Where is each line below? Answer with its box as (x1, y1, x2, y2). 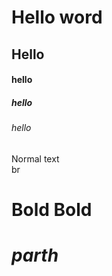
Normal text (11, 152, 60, 165)
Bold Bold (11, 198, 93, 221)
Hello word (11, 6, 103, 29)
